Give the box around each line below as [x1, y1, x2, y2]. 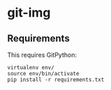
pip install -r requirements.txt [7, 76, 105, 83]
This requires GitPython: [7, 51, 77, 59]
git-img [7, 5, 51, 21]
